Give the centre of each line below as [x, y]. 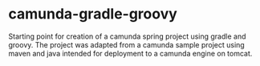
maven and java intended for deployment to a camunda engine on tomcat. [130, 53]
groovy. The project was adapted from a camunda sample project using [126, 44]
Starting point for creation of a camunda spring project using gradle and [127, 36]
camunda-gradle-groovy [93, 14]
